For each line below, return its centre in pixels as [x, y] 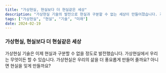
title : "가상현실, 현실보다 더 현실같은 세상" [46, 10]
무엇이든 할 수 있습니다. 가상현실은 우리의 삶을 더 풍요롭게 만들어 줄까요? [80, 59]
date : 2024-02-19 [23, 23]
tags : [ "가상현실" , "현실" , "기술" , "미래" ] [46, 19]
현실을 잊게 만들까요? [30, 66]
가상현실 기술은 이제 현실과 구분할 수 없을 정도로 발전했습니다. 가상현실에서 [77, 53]
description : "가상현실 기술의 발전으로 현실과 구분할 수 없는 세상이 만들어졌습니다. [81, 14]
